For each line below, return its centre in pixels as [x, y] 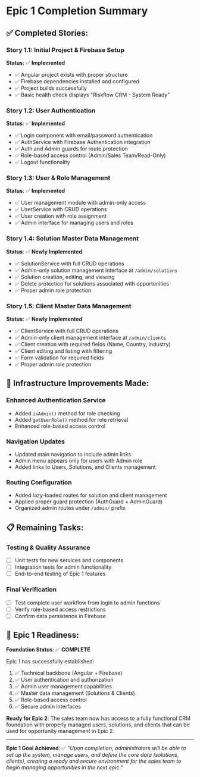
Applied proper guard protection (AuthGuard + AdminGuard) [89, 502]
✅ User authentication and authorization [64, 679]
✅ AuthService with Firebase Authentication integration [82, 142]
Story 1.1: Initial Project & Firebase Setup [65, 50]
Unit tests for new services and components [69, 560]
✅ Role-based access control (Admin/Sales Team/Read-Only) [90, 155]
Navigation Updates [36, 441]
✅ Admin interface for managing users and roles [74, 223]
